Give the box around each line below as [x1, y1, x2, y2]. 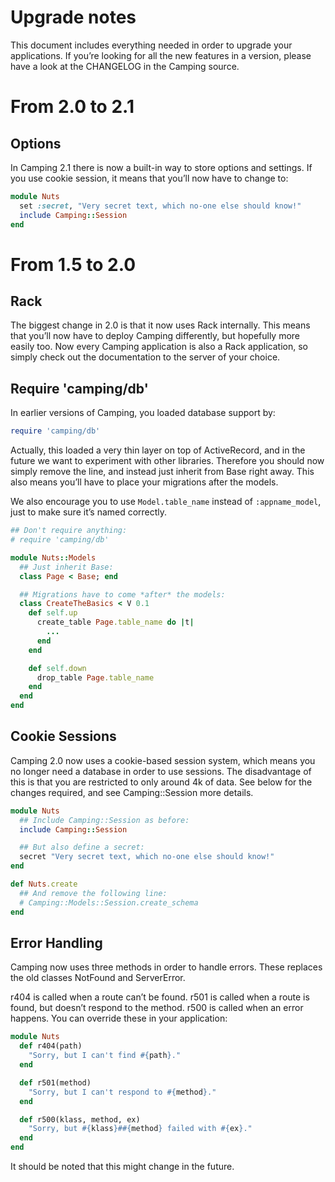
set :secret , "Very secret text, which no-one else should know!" [19, 201, 302, 211]
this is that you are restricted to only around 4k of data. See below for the [10, 776, 313, 788]
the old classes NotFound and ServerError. [10, 972, 186, 984]
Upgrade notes [10, 6, 137, 29]
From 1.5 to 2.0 [10, 253, 137, 276]
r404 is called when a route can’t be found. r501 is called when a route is [10, 991, 310, 1003]
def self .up [28, 608, 78, 618]
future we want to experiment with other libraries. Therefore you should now [10, 455, 325, 467]
